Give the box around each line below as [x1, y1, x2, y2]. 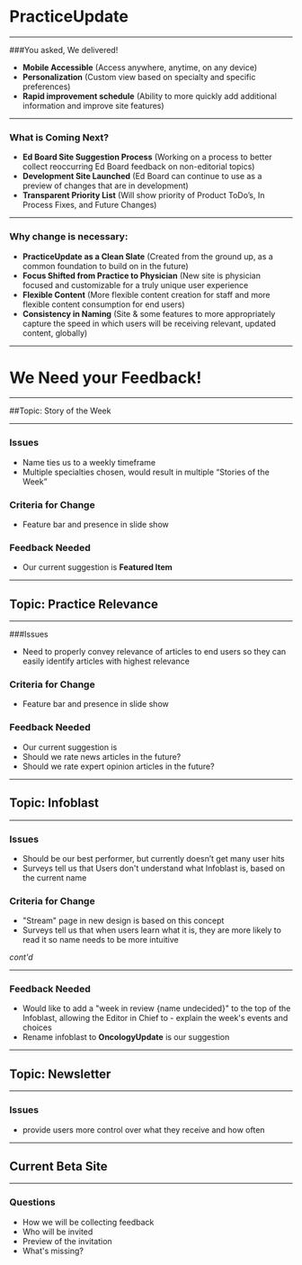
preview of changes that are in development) [22, 180, 189, 191]
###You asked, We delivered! [9, 44, 119, 55]
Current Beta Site [9, 1159, 108, 1174]
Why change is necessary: [9, 230, 129, 243]
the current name [22, 872, 87, 883]
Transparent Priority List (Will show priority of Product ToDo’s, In [22, 190, 265, 201]
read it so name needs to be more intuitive [22, 935, 180, 945]
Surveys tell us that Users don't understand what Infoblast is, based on [22, 863, 286, 873]
